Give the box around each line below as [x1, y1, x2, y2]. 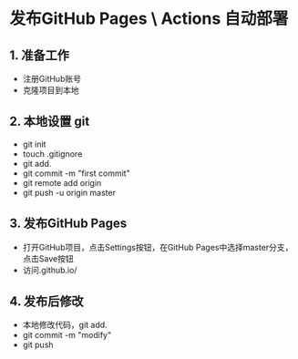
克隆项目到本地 [22, 85, 79, 96]
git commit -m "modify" [22, 330, 112, 341]
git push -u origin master [22, 187, 117, 198]
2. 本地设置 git [9, 114, 90, 129]
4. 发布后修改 [9, 293, 84, 310]
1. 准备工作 [9, 47, 70, 63]
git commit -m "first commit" [22, 168, 130, 179]
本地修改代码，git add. [22, 320, 108, 331]
